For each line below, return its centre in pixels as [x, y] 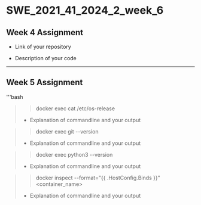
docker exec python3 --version [74, 154]
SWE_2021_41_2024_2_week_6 [85, 10]
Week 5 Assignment [45, 83]
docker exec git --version [67, 131]
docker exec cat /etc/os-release [75, 108]
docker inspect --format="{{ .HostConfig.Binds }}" [98, 178]
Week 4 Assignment [45, 32]
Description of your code [45, 58]
